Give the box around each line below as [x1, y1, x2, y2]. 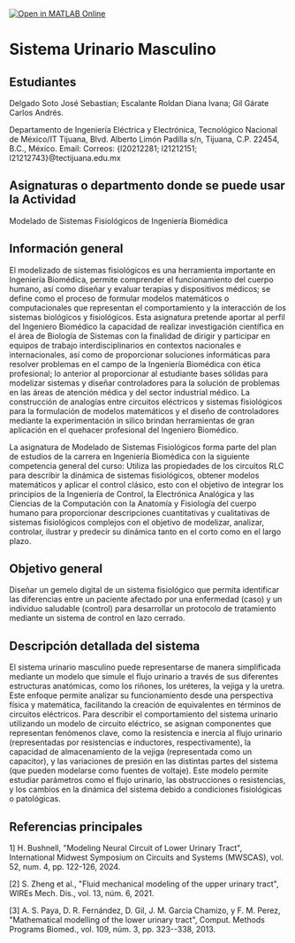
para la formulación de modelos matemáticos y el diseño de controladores [9, 405, 280, 416]
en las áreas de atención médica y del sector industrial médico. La [9, 387, 250, 397]
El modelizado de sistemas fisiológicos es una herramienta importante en [9, 264, 276, 275]
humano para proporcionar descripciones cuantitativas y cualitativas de [9, 507, 270, 517]
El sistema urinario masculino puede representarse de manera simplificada [9, 662, 281, 672]
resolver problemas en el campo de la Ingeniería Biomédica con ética [9, 358, 261, 369]
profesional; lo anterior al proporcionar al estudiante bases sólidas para [9, 368, 269, 379]
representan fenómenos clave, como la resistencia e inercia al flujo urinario [9, 728, 283, 739]
